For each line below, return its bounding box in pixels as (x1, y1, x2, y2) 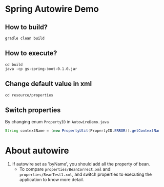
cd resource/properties (5, 93, 54, 97)
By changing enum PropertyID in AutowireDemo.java (5, 119, 109, 125)
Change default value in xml (5, 80, 92, 88)
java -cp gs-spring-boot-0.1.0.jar (5, 66, 78, 71)
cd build (5, 62, 23, 67)
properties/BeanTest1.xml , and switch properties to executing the (19, 171, 152, 177)
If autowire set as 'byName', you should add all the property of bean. (12, 161, 150, 167)
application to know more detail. (19, 177, 84, 183)
